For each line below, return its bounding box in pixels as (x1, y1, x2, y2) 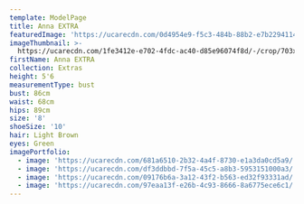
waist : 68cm (9, 97, 54, 107)
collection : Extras (9, 64, 83, 73)
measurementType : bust (9, 80, 95, 89)
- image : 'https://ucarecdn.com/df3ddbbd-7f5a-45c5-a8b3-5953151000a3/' (17, 164, 298, 173)
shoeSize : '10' (9, 123, 67, 132)
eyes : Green (9, 139, 54, 148)
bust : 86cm (9, 88, 51, 97)
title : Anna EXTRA (9, 22, 79, 31)
